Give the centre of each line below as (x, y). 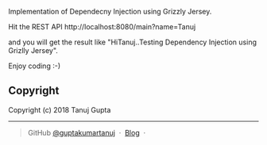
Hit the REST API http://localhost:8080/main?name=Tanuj (102, 27)
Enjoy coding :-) (35, 66)
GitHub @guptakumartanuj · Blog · (87, 132)
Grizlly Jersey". (33, 50)
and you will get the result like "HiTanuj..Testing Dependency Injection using (132, 42)
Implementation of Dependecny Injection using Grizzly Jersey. (110, 11)
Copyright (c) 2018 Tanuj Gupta (60, 109)
